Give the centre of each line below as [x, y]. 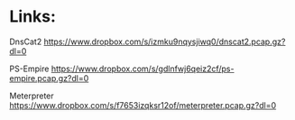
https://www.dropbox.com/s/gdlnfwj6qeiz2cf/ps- [143, 69]
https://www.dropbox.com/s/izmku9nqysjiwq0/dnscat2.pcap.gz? [165, 42]
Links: [33, 17]
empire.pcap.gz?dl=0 [49, 78]
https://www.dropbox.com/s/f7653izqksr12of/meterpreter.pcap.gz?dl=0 [143, 105]
